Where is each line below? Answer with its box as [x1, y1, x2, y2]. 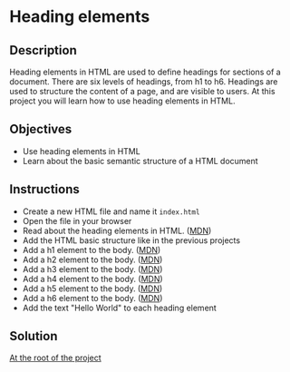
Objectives [9, 122, 72, 137]
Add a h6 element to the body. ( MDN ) [22, 292, 163, 303]
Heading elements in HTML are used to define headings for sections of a [9, 66, 281, 77]
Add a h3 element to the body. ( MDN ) [22, 263, 163, 274]
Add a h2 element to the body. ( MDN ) [22, 254, 163, 265]
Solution [9, 328, 58, 344]
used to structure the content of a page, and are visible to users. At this [9, 86, 275, 96]
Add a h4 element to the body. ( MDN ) [22, 273, 163, 284]
